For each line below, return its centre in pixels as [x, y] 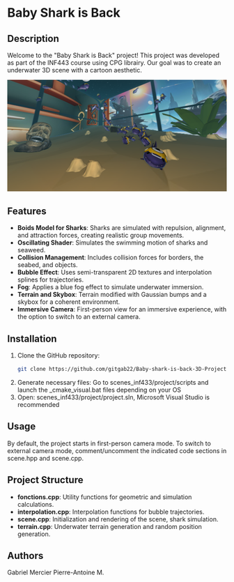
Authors [25, 556]
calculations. [36, 504]
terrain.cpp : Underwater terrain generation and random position [109, 526]
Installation [32, 338]
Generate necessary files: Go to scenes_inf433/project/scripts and [113, 382]
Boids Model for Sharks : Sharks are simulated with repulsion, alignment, [122, 228]
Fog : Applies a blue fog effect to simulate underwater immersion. [110, 287]
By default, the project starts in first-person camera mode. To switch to [109, 443]
